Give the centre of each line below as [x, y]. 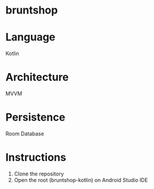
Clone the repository [39, 174]
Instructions [36, 157]
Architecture [37, 77]
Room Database [25, 134]
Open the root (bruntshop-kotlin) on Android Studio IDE [81, 180]
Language [31, 37]
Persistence [36, 117]
